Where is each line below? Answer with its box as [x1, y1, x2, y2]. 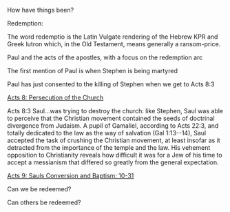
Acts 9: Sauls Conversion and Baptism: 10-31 [7, 172, 134, 180]
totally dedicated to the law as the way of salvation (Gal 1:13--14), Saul [7, 129, 207, 137]
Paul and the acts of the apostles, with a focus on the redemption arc [7, 53, 203, 61]
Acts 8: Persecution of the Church [7, 93, 104, 102]
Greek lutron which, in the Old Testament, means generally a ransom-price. [7, 40, 221, 48]
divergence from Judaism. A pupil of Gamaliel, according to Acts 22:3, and [7, 122, 219, 130]
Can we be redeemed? [7, 185, 72, 193]
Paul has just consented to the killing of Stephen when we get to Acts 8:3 [7, 80, 215, 88]
